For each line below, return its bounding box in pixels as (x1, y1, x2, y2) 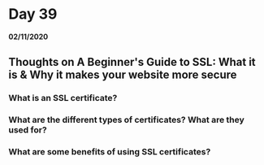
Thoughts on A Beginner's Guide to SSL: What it (8, 55, 256, 69)
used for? (8, 124, 47, 136)
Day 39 (8, 5, 58, 24)
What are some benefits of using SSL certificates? (8, 146, 211, 158)
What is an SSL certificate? (8, 93, 118, 104)
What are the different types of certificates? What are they (8, 115, 245, 126)
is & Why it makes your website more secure (8, 68, 237, 82)
